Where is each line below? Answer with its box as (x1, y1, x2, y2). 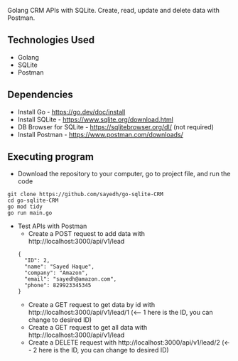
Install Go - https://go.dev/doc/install (17, 107, 126, 116)
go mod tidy (7, 203, 43, 210)
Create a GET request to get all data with (28, 323, 148, 332)
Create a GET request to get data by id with (28, 301, 155, 309)
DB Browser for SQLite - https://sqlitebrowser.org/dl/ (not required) (17, 122, 215, 131)
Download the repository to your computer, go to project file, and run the (17, 170, 231, 178)
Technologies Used (7, 34, 94, 46)
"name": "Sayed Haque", (24, 263, 94, 271)
